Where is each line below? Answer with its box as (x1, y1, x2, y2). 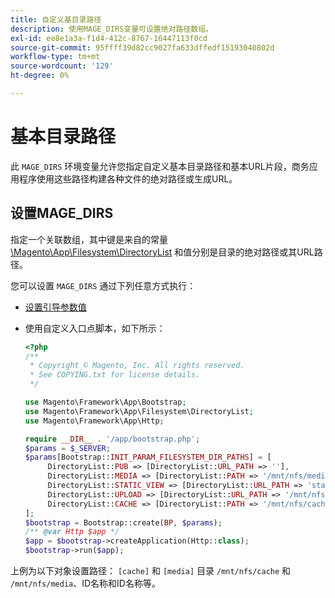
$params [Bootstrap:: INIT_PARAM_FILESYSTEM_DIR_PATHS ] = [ (24, 452, 272, 463)
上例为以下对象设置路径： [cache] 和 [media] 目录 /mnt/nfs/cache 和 (10, 565, 292, 576)
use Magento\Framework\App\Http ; (24, 416, 165, 426)
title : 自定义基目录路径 (10, 14, 102, 25)
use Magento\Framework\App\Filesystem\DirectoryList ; (24, 406, 254, 416)
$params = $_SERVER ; (24, 443, 111, 453)
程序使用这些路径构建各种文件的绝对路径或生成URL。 (18, 172, 238, 185)
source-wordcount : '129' (10, 61, 114, 71)
